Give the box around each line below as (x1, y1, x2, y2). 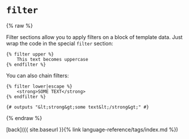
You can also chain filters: (6, 72, 69, 79)
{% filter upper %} (6, 51, 54, 57)
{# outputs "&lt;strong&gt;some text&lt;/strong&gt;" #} (6, 104, 149, 110)
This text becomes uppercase (17, 56, 89, 62)
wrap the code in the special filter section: (6, 40, 113, 47)
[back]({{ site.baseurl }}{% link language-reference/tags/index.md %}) (6, 126, 178, 133)
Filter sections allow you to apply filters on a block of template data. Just (6, 33, 183, 40)
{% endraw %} (6, 114, 43, 121)
